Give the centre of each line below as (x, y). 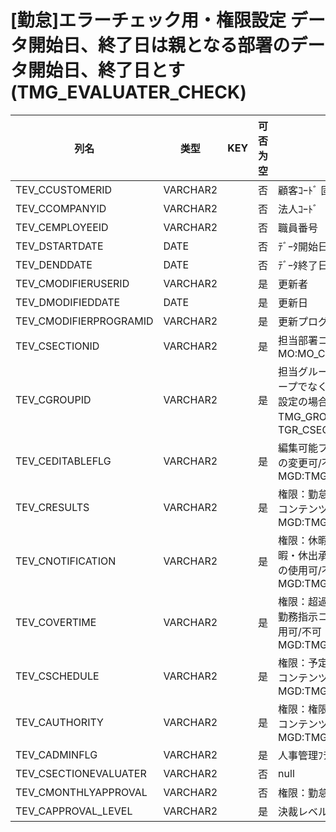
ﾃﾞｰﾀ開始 (298, 246)
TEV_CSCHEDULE (57, 676)
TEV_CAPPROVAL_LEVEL (74, 811)
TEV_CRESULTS (52, 507)
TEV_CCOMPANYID (61, 208)
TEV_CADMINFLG (56, 754)
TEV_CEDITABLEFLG (63, 461)
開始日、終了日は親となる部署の (159, 45)
